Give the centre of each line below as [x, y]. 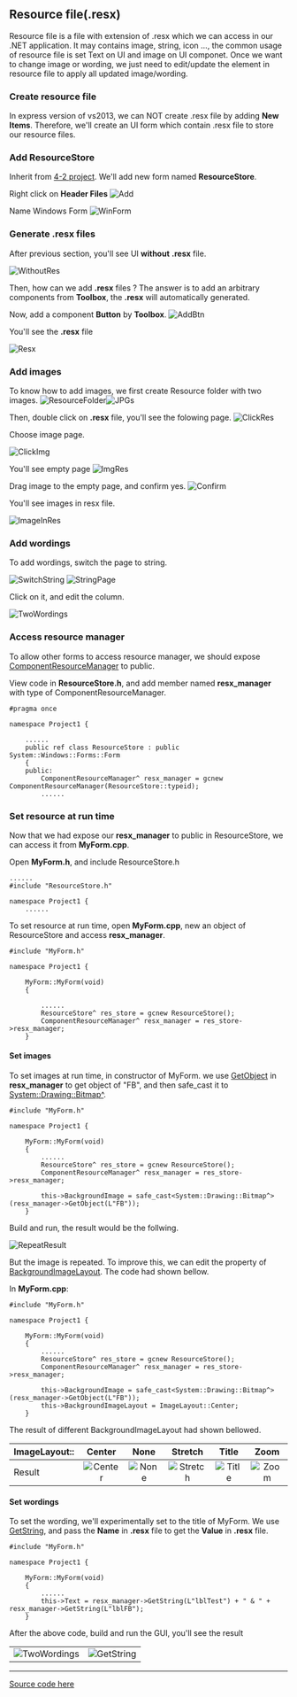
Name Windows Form [49, 211]
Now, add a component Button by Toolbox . [88, 314]
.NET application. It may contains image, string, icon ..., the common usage [146, 45]
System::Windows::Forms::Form [65, 755]
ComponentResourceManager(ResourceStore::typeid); [104, 786]
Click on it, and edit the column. [67, 597]
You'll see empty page [50, 469]
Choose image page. [47, 434]
